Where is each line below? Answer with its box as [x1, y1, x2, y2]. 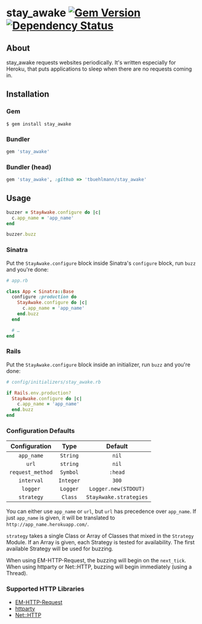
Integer [58, 477, 80, 484]
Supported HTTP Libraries [6, 585, 84, 593]
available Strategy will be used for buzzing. [6, 545, 113, 552]
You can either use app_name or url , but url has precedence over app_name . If [6, 508, 197, 515]
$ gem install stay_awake [6, 121, 71, 127]
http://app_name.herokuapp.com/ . [6, 521, 89, 528]
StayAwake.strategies [86, 494, 148, 501]
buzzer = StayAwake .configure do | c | [6, 209, 101, 215]
